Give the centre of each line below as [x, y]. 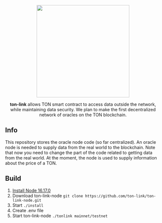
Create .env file [28, 210]
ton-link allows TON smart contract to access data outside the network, [83, 104]
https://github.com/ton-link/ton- [121, 196]
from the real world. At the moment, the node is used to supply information [81, 158]
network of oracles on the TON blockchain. [83, 115]
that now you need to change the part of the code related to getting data [79, 153]
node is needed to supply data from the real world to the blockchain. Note [80, 147]
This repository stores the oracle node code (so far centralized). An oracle [81, 142]
